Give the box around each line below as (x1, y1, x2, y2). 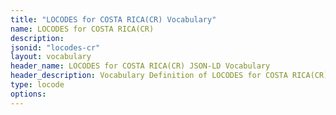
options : (10, 89, 47, 99)
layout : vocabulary (10, 52, 92, 62)
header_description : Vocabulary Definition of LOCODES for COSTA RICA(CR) (10, 71, 329, 81)
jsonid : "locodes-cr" (10, 42, 101, 53)
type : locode (10, 80, 65, 90)
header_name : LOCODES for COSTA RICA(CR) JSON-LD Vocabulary (10, 61, 271, 71)
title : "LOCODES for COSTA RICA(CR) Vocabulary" (10, 14, 217, 25)
